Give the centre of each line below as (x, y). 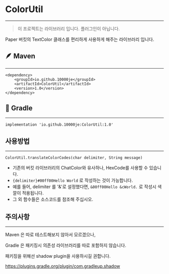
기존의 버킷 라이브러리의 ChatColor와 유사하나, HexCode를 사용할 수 (80, 168)
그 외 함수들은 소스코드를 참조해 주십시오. (53, 199)
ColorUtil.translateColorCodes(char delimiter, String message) (74, 158)
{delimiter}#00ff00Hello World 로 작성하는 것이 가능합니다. (73, 181)
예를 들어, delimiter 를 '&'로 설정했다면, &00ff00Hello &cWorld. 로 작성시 (84, 187)
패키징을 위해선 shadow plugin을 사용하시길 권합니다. (58, 256)
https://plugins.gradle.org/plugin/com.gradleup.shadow (63, 266)
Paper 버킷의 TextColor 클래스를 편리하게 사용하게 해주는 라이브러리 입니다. (80, 39)
